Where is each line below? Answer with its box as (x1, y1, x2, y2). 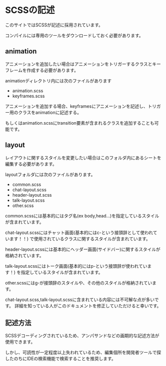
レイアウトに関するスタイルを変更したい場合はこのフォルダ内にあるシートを (5, 154, 162, 160)
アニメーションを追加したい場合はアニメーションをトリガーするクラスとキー (5, 61, 161, 67)
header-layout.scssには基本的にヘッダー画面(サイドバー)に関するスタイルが (5, 246, 161, 252)
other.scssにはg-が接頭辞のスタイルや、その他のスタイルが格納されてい (5, 280, 153, 286)
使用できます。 (5, 339, 36, 345)
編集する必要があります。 (5, 161, 57, 167)
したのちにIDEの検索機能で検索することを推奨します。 (5, 356, 116, 362)
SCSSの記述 (5, 4, 55, 16)
